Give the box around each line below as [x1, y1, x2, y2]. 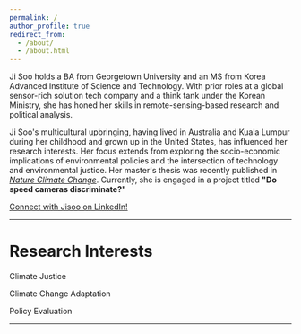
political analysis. [9, 110, 73, 120]
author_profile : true [9, 22, 90, 31]
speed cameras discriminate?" [9, 184, 127, 195]
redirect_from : [9, 30, 66, 39]
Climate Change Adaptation [9, 288, 111, 299]
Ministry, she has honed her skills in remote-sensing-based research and [9, 100, 279, 110]
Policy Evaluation [9, 306, 73, 317]
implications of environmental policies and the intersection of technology [9, 155, 279, 166]
